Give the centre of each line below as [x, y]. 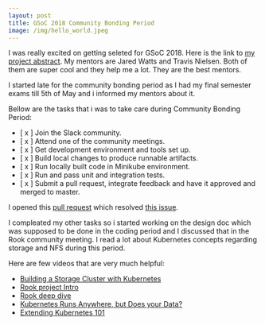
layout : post [30, 15]
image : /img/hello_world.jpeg [58, 30]
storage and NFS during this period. [67, 248]
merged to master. [50, 192]
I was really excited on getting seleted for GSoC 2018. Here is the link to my [132, 53]
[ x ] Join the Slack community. [70, 133]
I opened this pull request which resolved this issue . [94, 207]
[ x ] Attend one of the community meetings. [92, 141]
